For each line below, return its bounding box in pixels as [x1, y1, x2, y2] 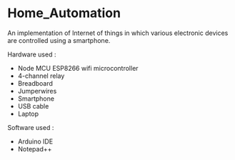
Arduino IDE [17, 137, 54, 146]
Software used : [7, 123, 54, 131]
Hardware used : [7, 50, 56, 59]
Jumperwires [17, 86, 57, 95]
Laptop [17, 109, 39, 118]
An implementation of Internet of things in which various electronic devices [7, 29, 229, 37]
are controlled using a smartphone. [7, 36, 111, 44]
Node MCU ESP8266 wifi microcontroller [17, 64, 139, 72]
